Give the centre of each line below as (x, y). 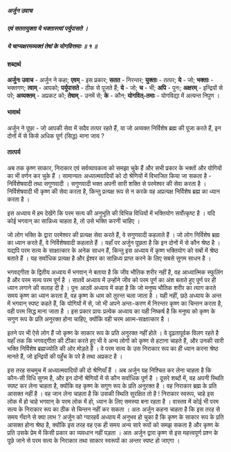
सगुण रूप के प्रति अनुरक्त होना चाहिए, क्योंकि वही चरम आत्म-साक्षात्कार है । (89, 319)
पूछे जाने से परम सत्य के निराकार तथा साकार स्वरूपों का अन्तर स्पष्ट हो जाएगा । (94, 440)
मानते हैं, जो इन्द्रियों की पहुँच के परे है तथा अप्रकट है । (65, 356)
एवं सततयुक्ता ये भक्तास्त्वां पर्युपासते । (48, 28)
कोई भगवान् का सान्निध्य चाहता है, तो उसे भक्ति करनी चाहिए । (74, 221)
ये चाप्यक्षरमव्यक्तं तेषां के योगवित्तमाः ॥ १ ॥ (52, 47)
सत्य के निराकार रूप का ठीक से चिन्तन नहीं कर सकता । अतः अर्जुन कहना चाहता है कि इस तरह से (113, 409)
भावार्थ (14, 112)
